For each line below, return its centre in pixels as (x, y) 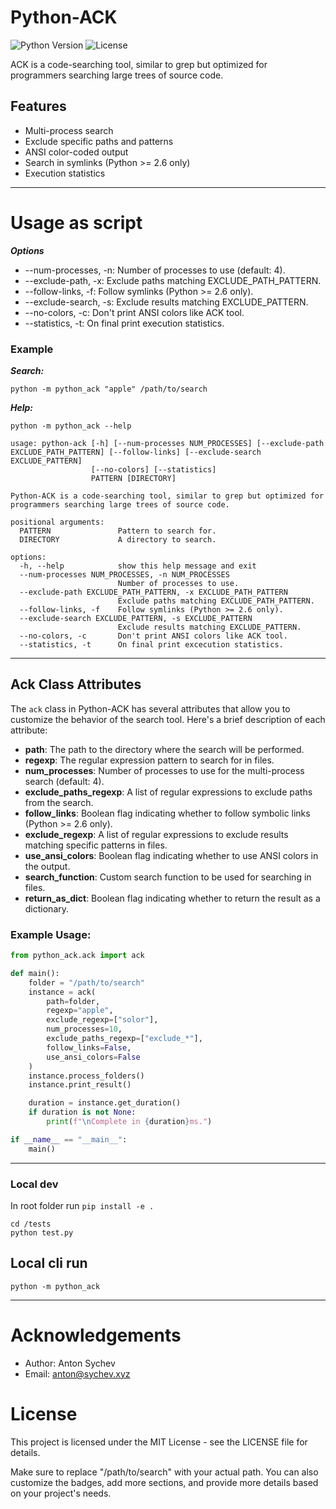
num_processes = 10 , (84, 1029)
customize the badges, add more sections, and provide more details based (164, 1482)
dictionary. (47, 908)
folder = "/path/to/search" (86, 982)
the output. (47, 866)
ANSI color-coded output (76, 152)
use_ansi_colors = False (93, 1057)
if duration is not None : (82, 1112)
